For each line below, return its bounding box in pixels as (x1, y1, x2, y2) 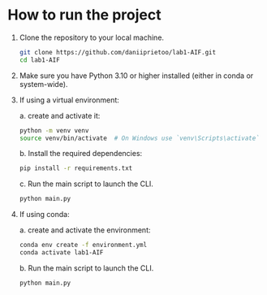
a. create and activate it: (19, 111, 101, 120)
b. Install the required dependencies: (19, 149, 143, 158)
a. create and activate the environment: (19, 225, 151, 235)
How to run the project (7, 6, 161, 24)
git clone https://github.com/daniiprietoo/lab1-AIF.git (19, 48, 217, 56)
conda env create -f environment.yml (19, 241, 148, 249)
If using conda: (19, 210, 70, 219)
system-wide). (19, 79, 68, 89)
